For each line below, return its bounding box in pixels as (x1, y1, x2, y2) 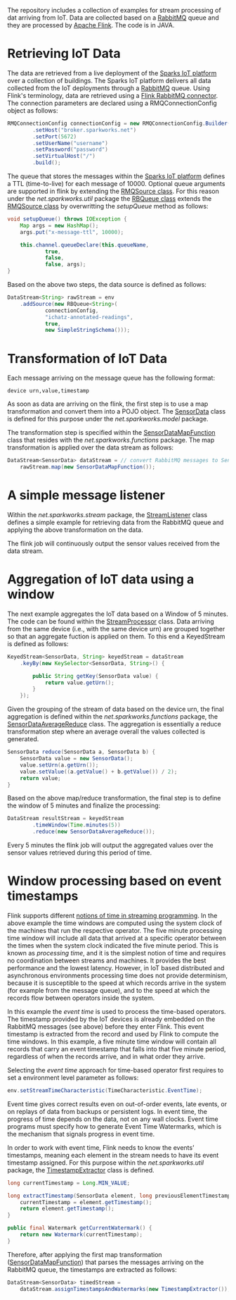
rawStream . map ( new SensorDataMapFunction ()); (20, 464, 156, 471)
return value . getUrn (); (44, 679, 114, 686)
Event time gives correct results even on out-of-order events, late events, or (7, 1099, 227, 1108)
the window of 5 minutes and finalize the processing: (7, 801, 161, 810)
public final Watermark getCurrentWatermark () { (7, 1225, 152, 1232)
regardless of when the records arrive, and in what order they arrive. (7, 1052, 206, 1060)
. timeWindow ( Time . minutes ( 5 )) (32, 822, 121, 829)
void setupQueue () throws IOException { (7, 216, 128, 223)
